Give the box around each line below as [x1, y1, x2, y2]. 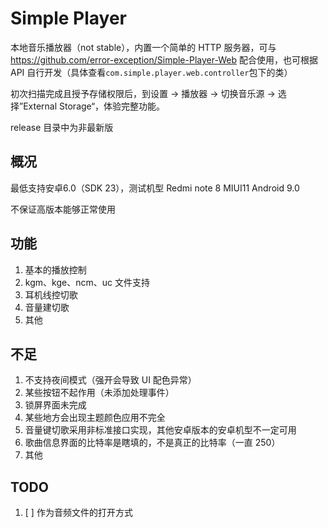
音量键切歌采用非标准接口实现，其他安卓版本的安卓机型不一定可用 [24, 424, 297, 436]
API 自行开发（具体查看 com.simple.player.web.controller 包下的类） [10, 66, 293, 78]
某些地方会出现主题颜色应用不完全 [24, 412, 166, 424]
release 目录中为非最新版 [10, 121, 114, 133]
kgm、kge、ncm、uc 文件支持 [24, 276, 150, 288]
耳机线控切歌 [24, 288, 78, 301]
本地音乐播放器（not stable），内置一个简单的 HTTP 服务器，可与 [10, 41, 277, 53]
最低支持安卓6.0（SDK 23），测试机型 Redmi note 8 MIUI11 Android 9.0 [10, 182, 300, 194]
